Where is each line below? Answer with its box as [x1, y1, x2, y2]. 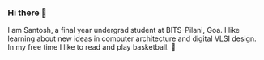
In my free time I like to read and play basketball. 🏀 [7, 42, 176, 52]
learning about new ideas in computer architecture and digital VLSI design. [7, 34, 257, 43]
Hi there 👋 [7, 7, 48, 18]
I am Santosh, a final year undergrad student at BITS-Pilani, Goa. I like [7, 26, 241, 35]
